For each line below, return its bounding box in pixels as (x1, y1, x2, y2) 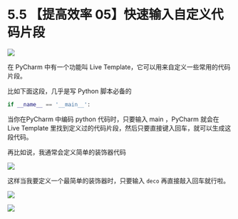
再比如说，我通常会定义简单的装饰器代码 (7, 148, 126, 156)
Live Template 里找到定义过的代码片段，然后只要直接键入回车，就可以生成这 (7, 123, 232, 132)
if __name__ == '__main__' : (7, 101, 91, 108)
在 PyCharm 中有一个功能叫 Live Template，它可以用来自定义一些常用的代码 (7, 62, 231, 71)
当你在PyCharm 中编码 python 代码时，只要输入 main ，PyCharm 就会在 (7, 115, 219, 123)
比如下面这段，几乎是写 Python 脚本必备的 (7, 86, 132, 95)
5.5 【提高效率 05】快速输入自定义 (7, 6, 212, 23)
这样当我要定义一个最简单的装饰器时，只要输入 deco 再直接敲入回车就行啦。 (7, 176, 230, 185)
